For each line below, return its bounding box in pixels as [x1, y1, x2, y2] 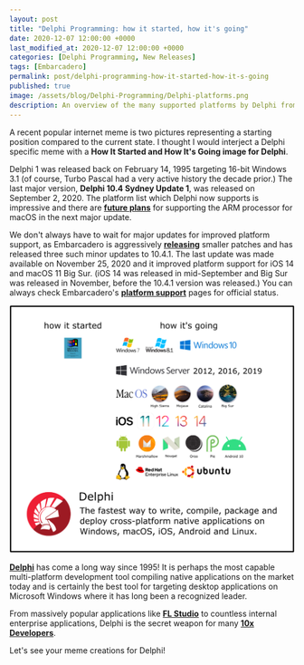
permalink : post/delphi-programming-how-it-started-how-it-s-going [9, 72, 270, 82]
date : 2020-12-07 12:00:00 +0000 [9, 34, 136, 43]
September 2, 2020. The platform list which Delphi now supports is [9, 192, 260, 203]
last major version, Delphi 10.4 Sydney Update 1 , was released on [9, 182, 255, 194]
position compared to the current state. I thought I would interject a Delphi [9, 136, 285, 147]
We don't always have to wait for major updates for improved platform [9, 229, 271, 240]
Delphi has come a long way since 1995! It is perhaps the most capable [9, 562, 276, 573]
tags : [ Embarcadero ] [9, 63, 88, 72]
